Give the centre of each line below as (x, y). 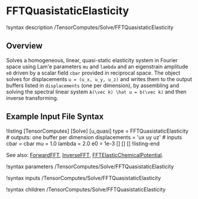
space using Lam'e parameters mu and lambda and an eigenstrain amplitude (97, 66)
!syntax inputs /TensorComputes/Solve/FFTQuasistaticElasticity (84, 178)
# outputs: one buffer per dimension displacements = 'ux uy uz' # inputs (94, 137)
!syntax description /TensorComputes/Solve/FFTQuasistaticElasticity (90, 27)
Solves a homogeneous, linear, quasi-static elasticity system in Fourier (92, 60)
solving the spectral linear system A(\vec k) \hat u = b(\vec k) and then (96, 92)
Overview (25, 46)
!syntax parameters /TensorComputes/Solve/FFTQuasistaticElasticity (90, 166)
